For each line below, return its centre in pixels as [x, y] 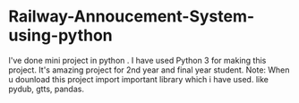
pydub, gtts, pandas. [46, 89]
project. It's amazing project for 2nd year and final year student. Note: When [149, 70]
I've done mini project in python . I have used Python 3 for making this [137, 60]
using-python [60, 35]
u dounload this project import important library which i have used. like [139, 79]
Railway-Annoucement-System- [132, 17]
